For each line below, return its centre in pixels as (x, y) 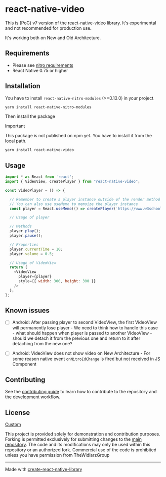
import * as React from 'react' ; (40, 177)
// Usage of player (30, 217)
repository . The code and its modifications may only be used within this (78, 445)
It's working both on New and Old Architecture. (53, 38)
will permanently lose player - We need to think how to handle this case (85, 328)
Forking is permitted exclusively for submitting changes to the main (74, 439)
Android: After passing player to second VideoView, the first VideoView (84, 322)
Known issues (27, 310)
